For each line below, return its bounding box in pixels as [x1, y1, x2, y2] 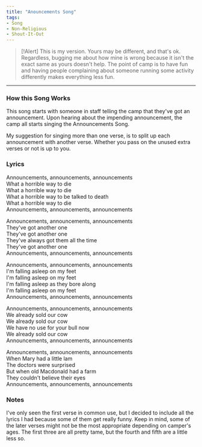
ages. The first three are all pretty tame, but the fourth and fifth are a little [6, 428, 188, 436]
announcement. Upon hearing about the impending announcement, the [6, 114, 183, 121]
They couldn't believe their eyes [6, 374, 86, 381]
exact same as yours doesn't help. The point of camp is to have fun [20, 61, 188, 68]
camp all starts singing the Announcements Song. [6, 120, 130, 128]
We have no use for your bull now [6, 324, 90, 331]
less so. [6, 435, 26, 442]
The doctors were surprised [6, 361, 75, 368]
